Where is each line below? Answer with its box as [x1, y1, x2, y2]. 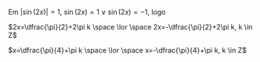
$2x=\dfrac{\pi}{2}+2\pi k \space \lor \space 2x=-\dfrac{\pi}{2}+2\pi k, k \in [8, 22, 253, 31]
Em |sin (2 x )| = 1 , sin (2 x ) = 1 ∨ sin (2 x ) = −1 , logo [8, 8, 166, 16]
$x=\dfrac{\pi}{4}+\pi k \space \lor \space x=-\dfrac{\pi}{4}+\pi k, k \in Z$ [8, 46, 247, 54]
